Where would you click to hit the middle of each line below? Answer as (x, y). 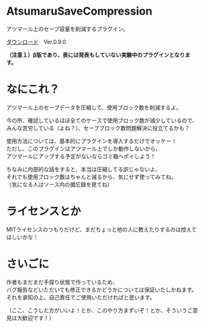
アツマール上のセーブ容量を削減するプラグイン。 (68, 29)
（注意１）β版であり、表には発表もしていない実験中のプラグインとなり (96, 55)
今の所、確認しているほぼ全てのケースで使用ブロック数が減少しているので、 (102, 120)
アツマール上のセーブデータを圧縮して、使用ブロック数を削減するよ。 (94, 107)
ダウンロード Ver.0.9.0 (36, 41)
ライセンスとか (44, 211)
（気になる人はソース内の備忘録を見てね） (60, 184)
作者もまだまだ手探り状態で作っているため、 (62, 282)
